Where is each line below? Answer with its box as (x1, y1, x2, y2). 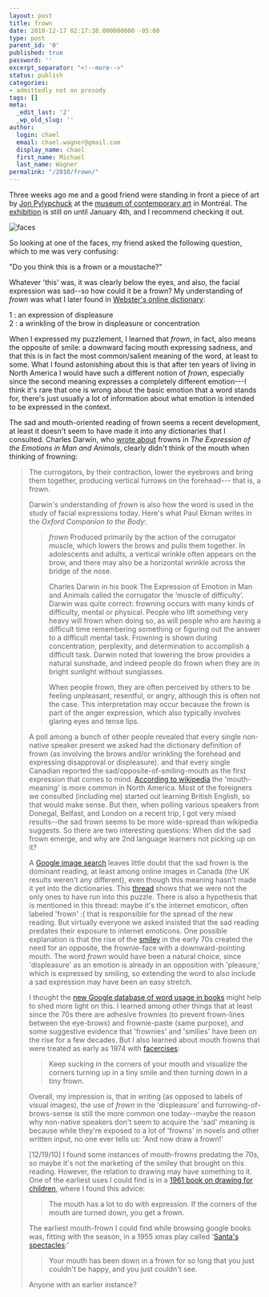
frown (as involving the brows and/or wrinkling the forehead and (28, 749, 241, 758)
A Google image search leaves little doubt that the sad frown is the (28, 858, 249, 867)
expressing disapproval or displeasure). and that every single (28, 757, 231, 767)
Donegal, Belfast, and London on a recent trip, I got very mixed (28, 809, 236, 817)
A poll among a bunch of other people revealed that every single (28, 732, 241, 741)
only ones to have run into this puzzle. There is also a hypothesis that (28, 892, 258, 901)
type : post (9, 34, 46, 42)
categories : (9, 78, 49, 86)
